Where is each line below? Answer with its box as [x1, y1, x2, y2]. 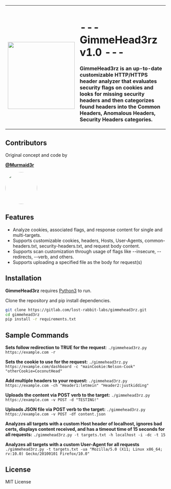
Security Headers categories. [79, 116, 153, 123]
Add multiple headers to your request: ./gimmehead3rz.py [5, 378, 128, 384]
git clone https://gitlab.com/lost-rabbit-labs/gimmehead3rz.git [5, 307, 147, 312]
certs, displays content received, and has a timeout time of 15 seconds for [5, 426, 165, 432]
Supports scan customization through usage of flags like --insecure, [12, 248, 156, 254]
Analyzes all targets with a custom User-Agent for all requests [5, 442, 140, 448]
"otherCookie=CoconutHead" [5, 369, 63, 374]
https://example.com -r [5, 350, 56, 355]
